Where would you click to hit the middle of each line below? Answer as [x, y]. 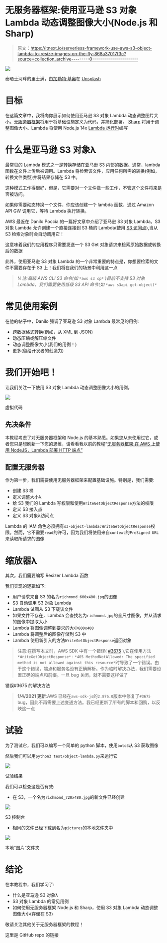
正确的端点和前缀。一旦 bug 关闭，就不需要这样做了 [75, 675]
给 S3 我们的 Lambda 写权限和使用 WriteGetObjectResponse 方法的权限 [83, 503]
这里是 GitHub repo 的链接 [32, 935]
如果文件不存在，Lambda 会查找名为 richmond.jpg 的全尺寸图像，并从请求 [87, 615]
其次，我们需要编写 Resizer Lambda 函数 [47, 576]
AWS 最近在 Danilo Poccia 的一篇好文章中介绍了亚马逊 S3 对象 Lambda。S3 [83, 221]
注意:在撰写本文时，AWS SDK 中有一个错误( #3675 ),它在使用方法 [84, 651]
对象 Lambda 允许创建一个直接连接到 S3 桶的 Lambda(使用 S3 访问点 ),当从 [82, 228]
